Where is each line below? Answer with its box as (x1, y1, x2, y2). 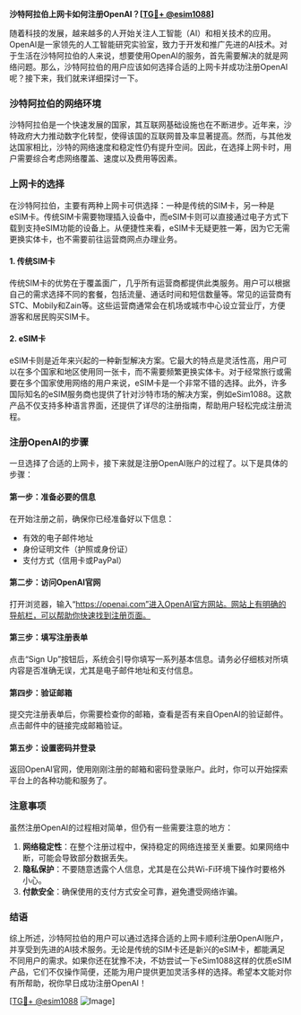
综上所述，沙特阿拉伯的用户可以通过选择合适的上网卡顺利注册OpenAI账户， (9, 932, 288, 943)
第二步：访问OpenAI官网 (9, 577, 101, 587)
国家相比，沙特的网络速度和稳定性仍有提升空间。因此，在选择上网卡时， (16, 142, 284, 153)
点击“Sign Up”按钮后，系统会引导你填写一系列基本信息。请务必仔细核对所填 (9, 653, 289, 664)
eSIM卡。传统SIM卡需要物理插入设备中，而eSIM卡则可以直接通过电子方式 (9, 211, 281, 222)
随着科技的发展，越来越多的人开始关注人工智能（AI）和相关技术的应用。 (9, 28, 276, 39)
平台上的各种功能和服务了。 (9, 775, 112, 786)
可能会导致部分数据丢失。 (38, 852, 133, 863)
